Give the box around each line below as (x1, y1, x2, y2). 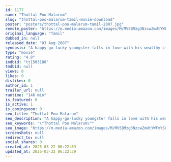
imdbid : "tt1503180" (5, 59, 49, 64)
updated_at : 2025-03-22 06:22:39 (5, 149, 76, 154)
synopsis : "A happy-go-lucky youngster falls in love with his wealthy (5, 45, 160, 50)
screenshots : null (5, 130, 44, 135)
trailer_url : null (5, 87, 44, 93)
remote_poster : (5, 26, 38, 31)
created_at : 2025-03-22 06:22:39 (5, 144, 76, 150)
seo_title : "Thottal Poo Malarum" (5, 111, 79, 117)
